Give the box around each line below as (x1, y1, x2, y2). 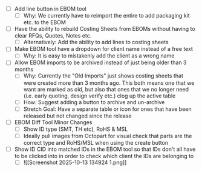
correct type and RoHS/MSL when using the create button (23, 139, 169, 146)
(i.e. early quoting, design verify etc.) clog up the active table (23, 92, 176, 99)
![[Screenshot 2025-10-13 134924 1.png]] (23, 159, 127, 166)
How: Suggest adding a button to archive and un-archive (23, 98, 165, 105)
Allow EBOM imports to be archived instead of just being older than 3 (14, 59, 187, 66)
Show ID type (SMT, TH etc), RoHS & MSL (23, 125, 128, 133)
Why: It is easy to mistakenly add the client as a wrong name (23, 52, 175, 59)
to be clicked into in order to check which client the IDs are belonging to (14, 152, 194, 159)
